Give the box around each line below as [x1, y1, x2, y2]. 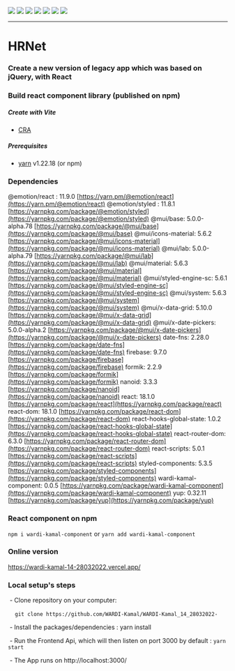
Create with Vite [8, 108, 56, 116]
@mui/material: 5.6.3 [128, 259, 188, 268]
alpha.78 [8, 222, 33, 230]
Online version [8, 547, 59, 557]
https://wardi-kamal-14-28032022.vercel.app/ [8, 562, 142, 571]
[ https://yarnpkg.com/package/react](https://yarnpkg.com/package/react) [8, 400, 222, 408]
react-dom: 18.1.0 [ [8, 407, 61, 416]
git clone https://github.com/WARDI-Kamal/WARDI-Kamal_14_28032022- [14, 611, 218, 618]
